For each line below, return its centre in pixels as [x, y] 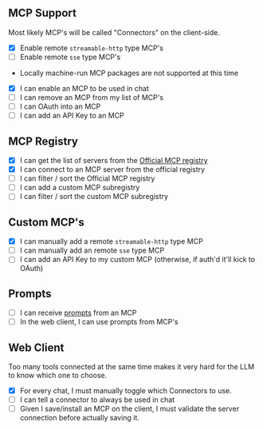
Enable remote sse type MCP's [70, 57]
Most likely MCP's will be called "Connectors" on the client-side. [114, 32]
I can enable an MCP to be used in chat [84, 88]
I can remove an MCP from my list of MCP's [92, 98]
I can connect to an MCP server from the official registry [112, 169]
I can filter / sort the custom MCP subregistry [94, 197]
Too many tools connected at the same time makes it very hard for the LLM [131, 367]
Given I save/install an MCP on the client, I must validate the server [130, 409]
